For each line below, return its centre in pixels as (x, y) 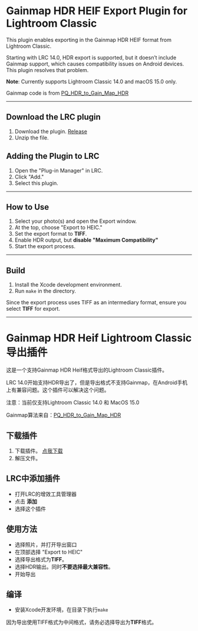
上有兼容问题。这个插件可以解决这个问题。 (58, 390)
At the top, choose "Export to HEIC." (59, 227)
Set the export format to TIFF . (51, 234)
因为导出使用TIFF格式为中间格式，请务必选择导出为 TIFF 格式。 (82, 622)
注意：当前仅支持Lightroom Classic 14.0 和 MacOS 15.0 (73, 402)
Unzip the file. (32, 138)
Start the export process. (45, 246)
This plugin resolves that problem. (47, 70)
